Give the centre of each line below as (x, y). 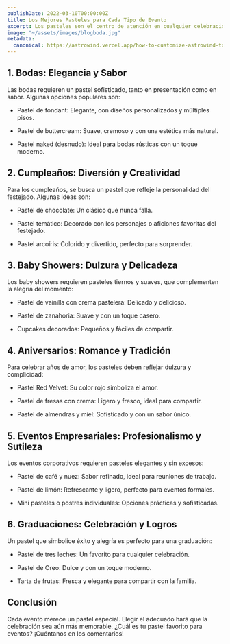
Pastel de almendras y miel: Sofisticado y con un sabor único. (104, 414)
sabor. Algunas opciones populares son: (64, 97)
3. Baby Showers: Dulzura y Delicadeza (92, 266)
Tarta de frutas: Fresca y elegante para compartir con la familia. (107, 581)
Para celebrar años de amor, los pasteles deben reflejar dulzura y (99, 367)
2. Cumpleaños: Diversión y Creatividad (94, 173)
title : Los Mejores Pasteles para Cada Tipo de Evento (87, 20)
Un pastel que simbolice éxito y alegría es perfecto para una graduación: (110, 541)
